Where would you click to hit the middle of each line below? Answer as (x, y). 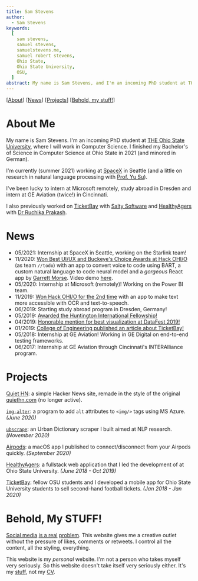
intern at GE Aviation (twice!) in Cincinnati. (57, 194)
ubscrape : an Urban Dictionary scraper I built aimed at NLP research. (89, 429)
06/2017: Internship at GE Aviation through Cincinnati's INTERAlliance (99, 347)
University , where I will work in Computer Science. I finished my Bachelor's (97, 146)
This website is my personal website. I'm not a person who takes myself (93, 559)
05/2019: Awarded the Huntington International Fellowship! (86, 315)
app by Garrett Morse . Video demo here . (64, 277)
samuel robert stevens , (46, 56)
